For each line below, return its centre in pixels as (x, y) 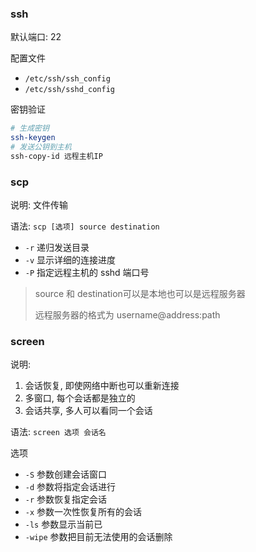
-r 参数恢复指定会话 (66, 499)
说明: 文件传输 (39, 205)
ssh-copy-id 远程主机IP (56, 156)
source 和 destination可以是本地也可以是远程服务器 (140, 294)
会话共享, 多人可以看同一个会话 (88, 411)
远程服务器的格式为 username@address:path (127, 315)
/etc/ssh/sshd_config (69, 90)
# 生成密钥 (30, 128)
